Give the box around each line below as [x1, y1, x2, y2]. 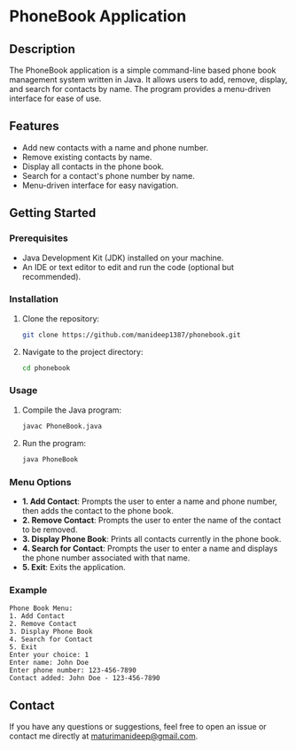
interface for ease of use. [9, 93, 102, 104]
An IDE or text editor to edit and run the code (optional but [21, 261, 235, 272]
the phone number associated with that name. [21, 552, 191, 563]
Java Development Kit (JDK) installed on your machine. [21, 252, 224, 263]
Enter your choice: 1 [9, 651, 90, 660]
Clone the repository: [21, 313, 100, 324]
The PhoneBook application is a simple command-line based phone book [9, 65, 277, 75]
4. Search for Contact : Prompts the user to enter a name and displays [21, 543, 278, 553]
